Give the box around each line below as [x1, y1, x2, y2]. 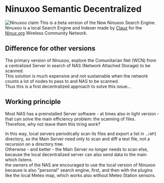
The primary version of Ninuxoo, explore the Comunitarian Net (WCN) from [5, 57, 157, 63]
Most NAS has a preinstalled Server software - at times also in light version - [5, 110, 160, 116]
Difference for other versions [5, 44, 95, 52]
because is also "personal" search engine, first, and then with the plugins [5, 167, 153, 173]
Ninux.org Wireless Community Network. [5, 30, 88, 36]
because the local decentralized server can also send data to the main [5, 151, 147, 157]
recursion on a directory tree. [5, 141, 64, 147]
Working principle [5, 98, 61, 106]
